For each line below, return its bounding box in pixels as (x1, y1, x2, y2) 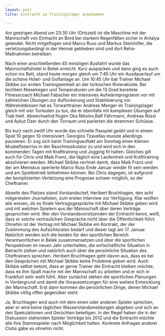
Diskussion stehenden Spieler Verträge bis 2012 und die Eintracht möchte (5, 315, 155, 321)
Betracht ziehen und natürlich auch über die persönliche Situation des (5, 248, 147, 253)
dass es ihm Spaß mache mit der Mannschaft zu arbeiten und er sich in (5, 268, 150, 274)
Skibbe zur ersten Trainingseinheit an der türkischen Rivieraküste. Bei (5, 81, 147, 87)
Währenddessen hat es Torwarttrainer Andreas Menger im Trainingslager (5, 102, 154, 108)
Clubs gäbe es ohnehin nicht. (5, 325, 65, 331)
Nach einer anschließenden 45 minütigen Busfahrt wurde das (5, 60, 130, 66)
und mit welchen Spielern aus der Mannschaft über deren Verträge (5, 206, 141, 211)
